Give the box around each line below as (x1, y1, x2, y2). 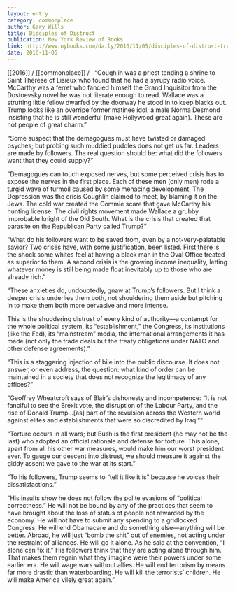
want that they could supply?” (7, 156, 93, 164)
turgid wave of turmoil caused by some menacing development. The (7, 185, 204, 193)
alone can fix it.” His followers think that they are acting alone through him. (7, 546, 222, 554)
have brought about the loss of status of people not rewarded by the (7, 508, 204, 517)
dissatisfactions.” (7, 480, 57, 488)
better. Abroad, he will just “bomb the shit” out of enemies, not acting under (7, 531, 225, 539)
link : (7, 43, 23, 50)
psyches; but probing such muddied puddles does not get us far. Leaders (7, 141, 219, 150)
